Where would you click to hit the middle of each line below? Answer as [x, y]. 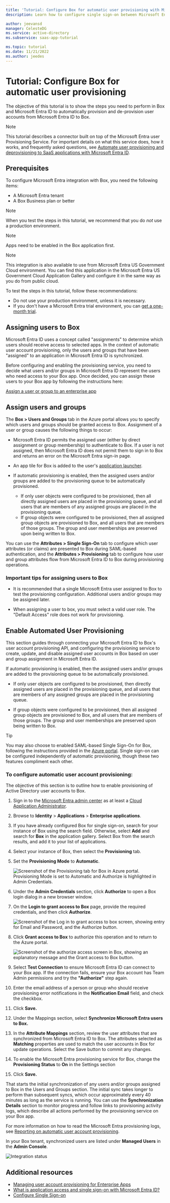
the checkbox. [28, 998]
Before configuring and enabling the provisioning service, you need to [78, 365]
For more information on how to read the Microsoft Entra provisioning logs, [83, 1126]
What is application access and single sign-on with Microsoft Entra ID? [86, 1190]
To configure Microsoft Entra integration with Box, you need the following [82, 180]
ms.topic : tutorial [26, 47]
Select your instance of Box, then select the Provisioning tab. [77, 851]
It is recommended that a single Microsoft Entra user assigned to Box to [87, 589]
